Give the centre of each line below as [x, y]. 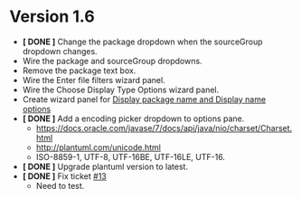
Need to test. [60, 185]
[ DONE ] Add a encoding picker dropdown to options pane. [133, 118]
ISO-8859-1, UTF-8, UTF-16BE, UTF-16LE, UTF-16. [131, 156]
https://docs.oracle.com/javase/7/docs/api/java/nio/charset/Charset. [164, 127]
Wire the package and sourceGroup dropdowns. [112, 61]
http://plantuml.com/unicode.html [98, 147]
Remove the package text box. [79, 71]
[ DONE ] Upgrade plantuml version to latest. [105, 166]
